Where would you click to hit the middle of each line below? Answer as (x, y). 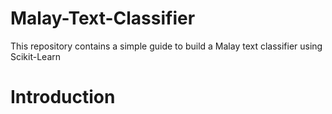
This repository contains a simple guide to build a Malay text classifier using (166, 46)
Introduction (63, 97)
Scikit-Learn (36, 56)
